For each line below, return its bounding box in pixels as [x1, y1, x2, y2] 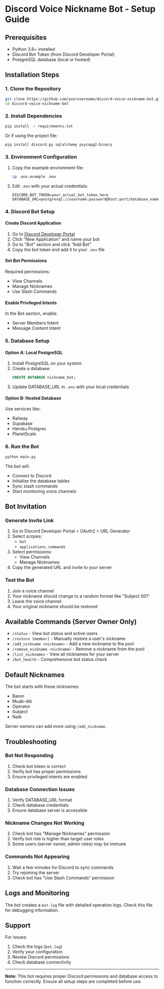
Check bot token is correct [12, 763, 66, 769]
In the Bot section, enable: [5, 310, 58, 316]
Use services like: [5, 406, 41, 412]
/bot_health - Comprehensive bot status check [12, 657, 107, 662]
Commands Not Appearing [5, 853, 70, 860]
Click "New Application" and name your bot [12, 236, 100, 242]
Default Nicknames [5, 671, 65, 679]
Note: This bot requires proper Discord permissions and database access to [5, 973, 158, 979]
